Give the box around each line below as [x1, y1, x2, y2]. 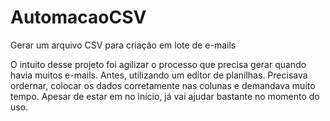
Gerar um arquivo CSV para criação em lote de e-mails [10, 39, 237, 51]
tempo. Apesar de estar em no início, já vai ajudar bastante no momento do [10, 90, 320, 102]
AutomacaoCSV [10, 6, 147, 29]
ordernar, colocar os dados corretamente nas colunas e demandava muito [10, 79, 316, 91]
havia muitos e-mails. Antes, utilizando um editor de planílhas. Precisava [10, 69, 308, 81]
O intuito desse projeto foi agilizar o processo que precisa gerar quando [10, 58, 307, 70]
